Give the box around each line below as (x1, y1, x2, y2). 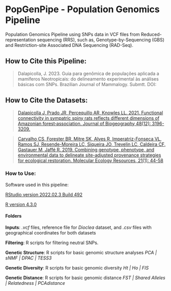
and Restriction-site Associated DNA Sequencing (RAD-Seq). (5, 42, 134, 48)
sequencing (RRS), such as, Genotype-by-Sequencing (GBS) (37, 37, 164, 43)
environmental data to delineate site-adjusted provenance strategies (17, 152, 161, 158)
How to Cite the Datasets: (5, 96, 88, 105)
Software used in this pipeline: (5, 181, 69, 188)
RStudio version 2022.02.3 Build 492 (5, 191, 83, 197)
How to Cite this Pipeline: (5, 57, 87, 66)
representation (5, 37, 36, 43)
